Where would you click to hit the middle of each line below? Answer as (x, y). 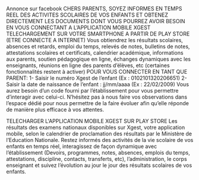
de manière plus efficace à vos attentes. (55, 110)
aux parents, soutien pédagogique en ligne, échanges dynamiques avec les (99, 59)
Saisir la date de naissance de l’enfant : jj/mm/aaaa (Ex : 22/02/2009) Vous (97, 84)
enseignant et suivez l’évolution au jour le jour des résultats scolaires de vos (99, 165)
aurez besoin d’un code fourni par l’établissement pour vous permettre (92, 91)
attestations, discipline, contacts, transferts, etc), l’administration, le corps (97, 159)
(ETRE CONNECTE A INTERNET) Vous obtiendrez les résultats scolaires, (94, 40)
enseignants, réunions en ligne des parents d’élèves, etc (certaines (88, 65)
